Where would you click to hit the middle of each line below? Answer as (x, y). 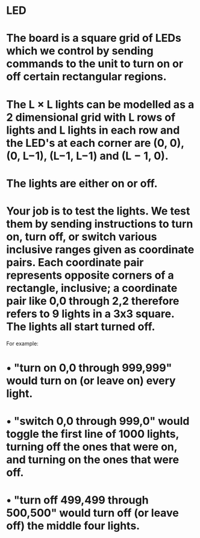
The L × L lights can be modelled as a (100, 104)
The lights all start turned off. (81, 326)
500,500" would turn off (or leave (92, 513)
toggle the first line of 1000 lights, (93, 434)
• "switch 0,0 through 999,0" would (98, 421)
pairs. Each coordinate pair (75, 262)
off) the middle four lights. (73, 526)
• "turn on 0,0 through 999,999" (89, 368)
